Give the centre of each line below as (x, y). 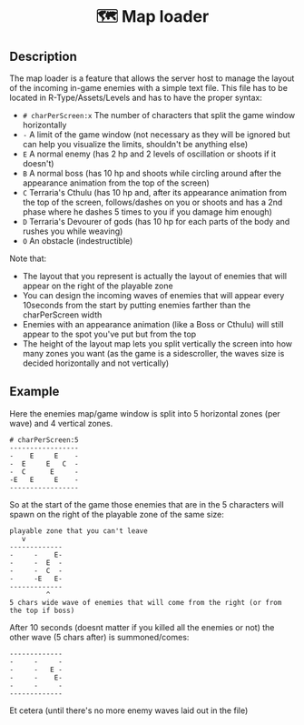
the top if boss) (42, 610)
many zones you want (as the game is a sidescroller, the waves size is (153, 353)
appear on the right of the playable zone (98, 286)
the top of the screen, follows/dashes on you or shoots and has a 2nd (152, 202)
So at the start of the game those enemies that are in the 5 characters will (147, 504)
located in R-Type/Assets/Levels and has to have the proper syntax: (136, 97)
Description (43, 56)
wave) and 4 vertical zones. (61, 423)
